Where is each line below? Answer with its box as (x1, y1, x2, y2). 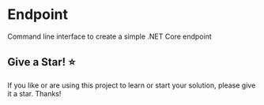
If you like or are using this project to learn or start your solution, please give (7, 81, 256, 90)
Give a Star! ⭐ (7, 55, 76, 69)
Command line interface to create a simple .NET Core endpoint (7, 32, 212, 41)
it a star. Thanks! (7, 88, 62, 98)
